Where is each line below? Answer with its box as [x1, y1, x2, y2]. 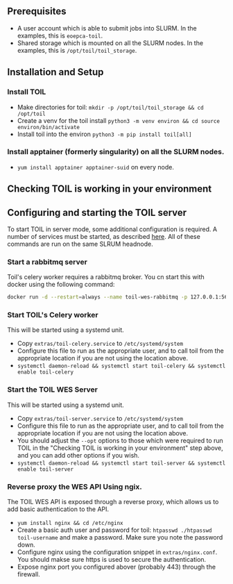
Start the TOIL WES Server [7, 385, 98, 394]
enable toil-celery [17, 369, 74, 376]
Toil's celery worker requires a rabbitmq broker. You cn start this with [7, 273, 205, 281]
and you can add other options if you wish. [17, 451, 140, 459]
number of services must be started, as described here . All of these [7, 233, 201, 240]
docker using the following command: [7, 281, 115, 289]
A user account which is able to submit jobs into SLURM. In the [17, 24, 197, 32]
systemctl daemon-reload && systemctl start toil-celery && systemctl [17, 362, 226, 370]
